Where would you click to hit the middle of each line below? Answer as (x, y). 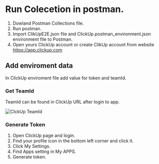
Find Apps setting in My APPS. (44, 151)
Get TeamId (20, 91)
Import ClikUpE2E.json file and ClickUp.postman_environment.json (82, 34)
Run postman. (27, 28)
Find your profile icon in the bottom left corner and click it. (73, 141)
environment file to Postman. (42, 39)
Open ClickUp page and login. (44, 136)
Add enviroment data (39, 66)
